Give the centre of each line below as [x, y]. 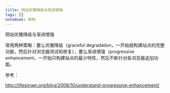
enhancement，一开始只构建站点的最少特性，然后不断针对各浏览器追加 [80, 58]
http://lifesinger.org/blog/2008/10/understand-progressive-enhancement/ [82, 85]
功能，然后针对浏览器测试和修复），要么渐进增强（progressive [70, 52]
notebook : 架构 [21, 19]
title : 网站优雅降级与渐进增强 [34, 10]
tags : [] [14, 15]
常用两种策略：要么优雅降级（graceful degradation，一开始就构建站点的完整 [85, 45]
